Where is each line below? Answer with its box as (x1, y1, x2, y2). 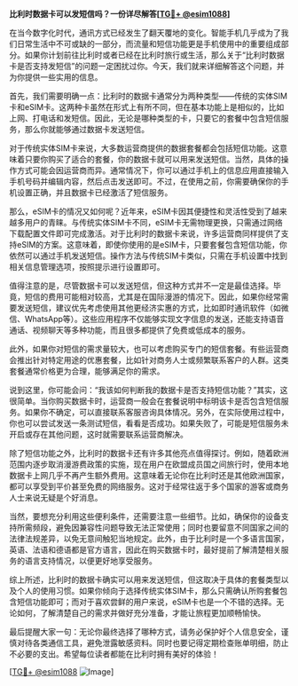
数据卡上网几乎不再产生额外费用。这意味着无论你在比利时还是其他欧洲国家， (9, 470, 289, 480)
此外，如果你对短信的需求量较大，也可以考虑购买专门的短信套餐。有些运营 (9, 343, 281, 354)
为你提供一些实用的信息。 (9, 72, 103, 83)
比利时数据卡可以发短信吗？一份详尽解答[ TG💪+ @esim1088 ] (9, 9, 231, 19)
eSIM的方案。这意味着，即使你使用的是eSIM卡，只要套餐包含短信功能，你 (16, 240, 288, 249)
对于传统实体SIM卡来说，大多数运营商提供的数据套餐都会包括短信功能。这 (9, 143, 280, 154)
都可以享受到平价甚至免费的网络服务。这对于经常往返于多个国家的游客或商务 (9, 481, 289, 492)
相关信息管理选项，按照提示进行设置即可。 (9, 262, 165, 272)
